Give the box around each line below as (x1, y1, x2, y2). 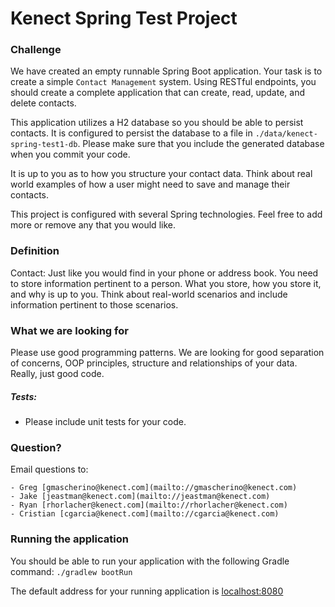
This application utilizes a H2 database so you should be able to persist (10, 117, 304, 129)
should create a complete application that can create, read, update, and (10, 87, 305, 99)
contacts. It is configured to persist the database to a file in (10, 127, 253, 139)
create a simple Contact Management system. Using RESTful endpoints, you (10, 76, 317, 88)
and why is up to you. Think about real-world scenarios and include (10, 288, 288, 300)
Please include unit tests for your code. (24, 416, 187, 428)
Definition (10, 244, 60, 258)
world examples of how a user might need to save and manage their (10, 178, 291, 191)
